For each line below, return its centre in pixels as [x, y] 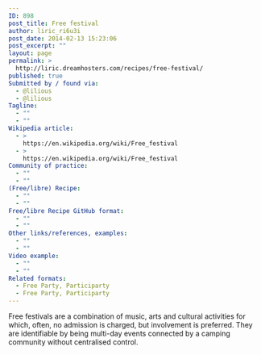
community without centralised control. [73, 342]
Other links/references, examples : [68, 234]
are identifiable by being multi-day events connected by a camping [120, 333]
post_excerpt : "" [37, 46]
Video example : [34, 256]
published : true [35, 76]
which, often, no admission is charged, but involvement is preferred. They [130, 325]
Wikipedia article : [41, 128]
